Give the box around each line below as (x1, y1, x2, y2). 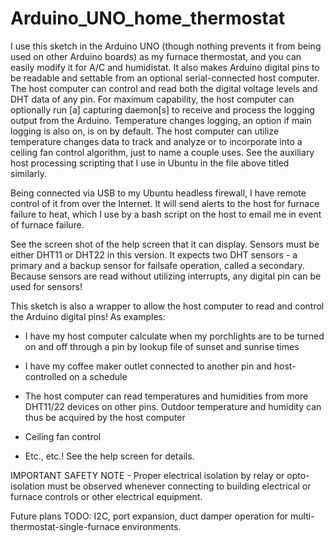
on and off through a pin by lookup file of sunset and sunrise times (24, 340, 300, 352)
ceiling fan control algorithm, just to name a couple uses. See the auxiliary (10, 146, 315, 158)
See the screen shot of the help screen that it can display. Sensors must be (10, 238, 320, 250)
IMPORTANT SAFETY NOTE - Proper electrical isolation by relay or (10, 469, 285, 481)
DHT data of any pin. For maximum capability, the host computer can (10, 93, 295, 105)
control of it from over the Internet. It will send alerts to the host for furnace (10, 197, 320, 209)
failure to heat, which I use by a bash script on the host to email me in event (10, 208, 322, 220)
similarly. (10, 167, 47, 179)
